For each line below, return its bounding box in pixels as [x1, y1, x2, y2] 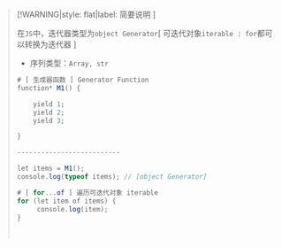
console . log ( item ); [36, 205, 109, 213]
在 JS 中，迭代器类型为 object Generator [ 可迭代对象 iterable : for [16, 28, 257, 38]
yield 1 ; [33, 99, 65, 109]
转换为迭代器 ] [24, 39, 77, 50]
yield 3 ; [33, 116, 65, 125]
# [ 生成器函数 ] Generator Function [16, 75, 149, 84]
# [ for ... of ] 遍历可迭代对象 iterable [16, 188, 158, 197]
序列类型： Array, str [29, 58, 110, 68]
